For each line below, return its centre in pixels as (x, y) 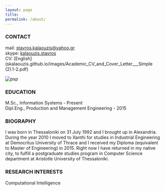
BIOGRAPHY (21, 121)
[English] (23, 58)
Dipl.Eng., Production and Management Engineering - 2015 (66, 108)
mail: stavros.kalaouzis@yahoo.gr (40, 48)
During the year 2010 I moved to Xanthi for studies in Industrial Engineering (83, 137)
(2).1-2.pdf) (17, 69)
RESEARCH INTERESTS (34, 172)
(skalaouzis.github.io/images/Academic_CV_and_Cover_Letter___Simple (79, 64)
